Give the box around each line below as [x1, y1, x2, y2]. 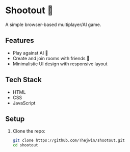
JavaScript [12, 99, 36, 106]
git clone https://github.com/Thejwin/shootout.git [12, 138, 125, 143]
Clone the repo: [12, 128, 46, 134]
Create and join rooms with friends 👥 [12, 55, 90, 61]
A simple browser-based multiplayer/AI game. [5, 21, 101, 28]
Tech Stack [5, 75, 42, 84]
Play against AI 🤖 [12, 49, 48, 56]
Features [5, 36, 34, 45]
